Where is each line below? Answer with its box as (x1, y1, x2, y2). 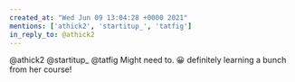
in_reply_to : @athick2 (9, 30, 95, 39)
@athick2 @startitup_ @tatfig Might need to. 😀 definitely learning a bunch (9, 55, 287, 66)
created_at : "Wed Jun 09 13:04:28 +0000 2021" (9, 13, 188, 23)
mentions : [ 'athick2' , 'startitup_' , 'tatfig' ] (9, 22, 193, 31)
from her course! (9, 64, 72, 75)
